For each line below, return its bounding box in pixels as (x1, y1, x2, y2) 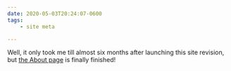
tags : (7, 17, 23, 24)
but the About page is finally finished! (7, 56, 116, 64)
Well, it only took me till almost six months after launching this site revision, (7, 48, 225, 56)
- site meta (20, 23, 55, 30)
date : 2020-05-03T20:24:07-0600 (7, 10, 102, 17)
